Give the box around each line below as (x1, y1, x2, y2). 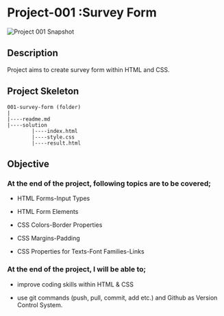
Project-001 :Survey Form (7, 5, 157, 21)
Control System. (16, 300, 63, 309)
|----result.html (32, 139, 81, 147)
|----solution (7, 121, 48, 128)
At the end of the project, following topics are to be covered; (7, 178, 211, 188)
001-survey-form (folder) (7, 104, 81, 110)
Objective (7, 158, 50, 169)
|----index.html (32, 127, 78, 134)
